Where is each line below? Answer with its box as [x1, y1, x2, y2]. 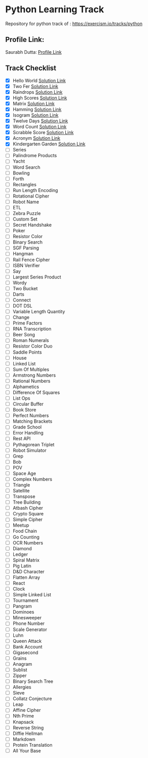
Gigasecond [12, 649, 38, 656]
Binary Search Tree [12, 678, 54, 684]
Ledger [12, 551, 28, 557]
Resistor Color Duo [12, 343, 53, 349]
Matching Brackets [12, 418, 53, 424]
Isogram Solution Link [12, 112, 59, 118]
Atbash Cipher [12, 505, 43, 511]
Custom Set [12, 216, 38, 222]
